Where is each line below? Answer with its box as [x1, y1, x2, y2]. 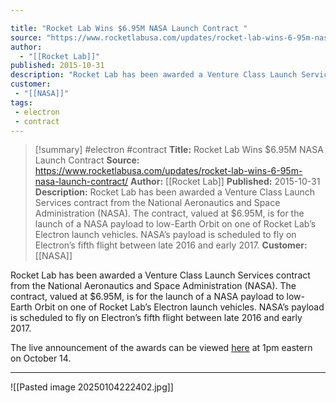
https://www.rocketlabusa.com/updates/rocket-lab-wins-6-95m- [34, 165, 303, 177]
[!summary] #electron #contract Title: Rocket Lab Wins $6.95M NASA [34, 144, 324, 156]
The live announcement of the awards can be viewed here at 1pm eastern [10, 342, 313, 354]
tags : [10, 97, 33, 108]
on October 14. [10, 352, 72, 365]
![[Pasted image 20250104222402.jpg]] [10, 381, 174, 393]
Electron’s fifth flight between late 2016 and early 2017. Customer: [34, 239, 308, 251]
